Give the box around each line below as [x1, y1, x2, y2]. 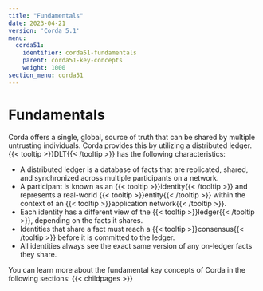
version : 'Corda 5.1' [8, 26, 80, 34]
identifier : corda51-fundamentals [22, 49, 137, 57]
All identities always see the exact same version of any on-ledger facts [19, 241, 253, 250]
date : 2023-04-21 [8, 19, 66, 27]
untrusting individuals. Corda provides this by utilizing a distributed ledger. [8, 141, 253, 150]
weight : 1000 [22, 64, 66, 72]
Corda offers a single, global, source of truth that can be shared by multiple [8, 132, 256, 142]
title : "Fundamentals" [8, 11, 84, 20]
